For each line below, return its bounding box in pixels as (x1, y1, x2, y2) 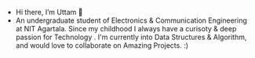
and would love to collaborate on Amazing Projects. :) (15, 41, 189, 50)
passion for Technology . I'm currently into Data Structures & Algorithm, (15, 32, 247, 42)
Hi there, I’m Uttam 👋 (15, 8, 83, 16)
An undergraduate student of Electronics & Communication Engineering (15, 16, 247, 25)
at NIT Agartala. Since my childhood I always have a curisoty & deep (15, 24, 237, 33)
